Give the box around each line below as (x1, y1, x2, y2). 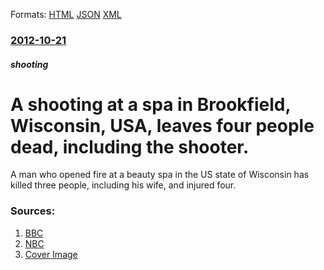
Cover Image (24, 248, 78, 260)
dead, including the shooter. (10, 135, 250, 158)
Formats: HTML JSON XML (10, 9, 122, 20)
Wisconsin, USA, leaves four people (10, 114, 315, 137)
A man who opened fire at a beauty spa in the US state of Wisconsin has (10, 169, 310, 181)
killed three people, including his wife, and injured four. (10, 179, 237, 191)
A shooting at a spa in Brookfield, (10, 93, 291, 116)
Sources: (10, 204, 56, 218)
